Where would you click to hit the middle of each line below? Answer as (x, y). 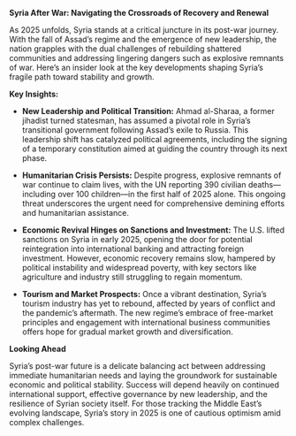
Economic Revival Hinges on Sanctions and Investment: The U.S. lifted (153, 230)
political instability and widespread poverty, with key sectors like (139, 268)
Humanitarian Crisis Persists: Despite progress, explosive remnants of (152, 175)
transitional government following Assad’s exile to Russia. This (135, 130)
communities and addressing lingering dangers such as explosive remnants (147, 58)
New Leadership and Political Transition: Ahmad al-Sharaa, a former (148, 111)
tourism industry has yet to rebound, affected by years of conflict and (148, 303)
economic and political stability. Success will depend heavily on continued (144, 385)
